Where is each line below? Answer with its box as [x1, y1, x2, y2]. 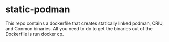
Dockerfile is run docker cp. [5, 31, 64, 37]
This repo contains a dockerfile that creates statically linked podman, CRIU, [5, 20, 164, 26]
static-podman [5, 4, 70, 15]
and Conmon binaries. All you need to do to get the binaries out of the [5, 25, 153, 31]
